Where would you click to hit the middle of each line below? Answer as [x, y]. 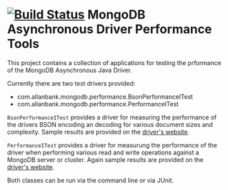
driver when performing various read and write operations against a [103, 152]
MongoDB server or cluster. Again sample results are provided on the [105, 159]
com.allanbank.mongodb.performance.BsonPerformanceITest [105, 97]
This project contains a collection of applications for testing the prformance [114, 62]
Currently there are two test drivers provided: [71, 83]
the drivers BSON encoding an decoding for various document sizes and [110, 124]
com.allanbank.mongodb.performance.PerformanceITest [98, 104]
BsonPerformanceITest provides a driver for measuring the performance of [112, 117]
